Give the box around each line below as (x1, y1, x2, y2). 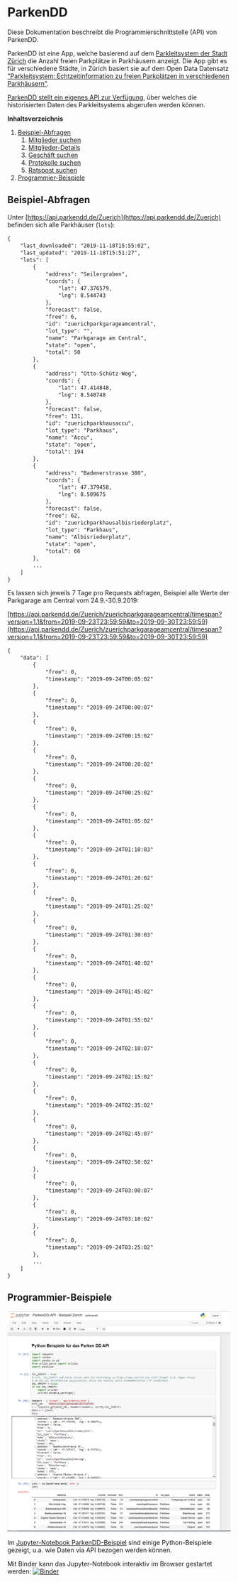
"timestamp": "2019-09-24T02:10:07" (45, 1045, 154, 1052)
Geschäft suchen (28, 151, 79, 159)
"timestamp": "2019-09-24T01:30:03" (45, 931, 154, 938)
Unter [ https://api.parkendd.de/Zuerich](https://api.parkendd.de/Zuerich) (7, 212, 221, 221)
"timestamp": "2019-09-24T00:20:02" (45, 761, 154, 768)
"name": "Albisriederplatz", (45, 533, 132, 541)
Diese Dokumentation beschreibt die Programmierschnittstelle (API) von (7, 28, 217, 36)
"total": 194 (45, 448, 84, 455)
